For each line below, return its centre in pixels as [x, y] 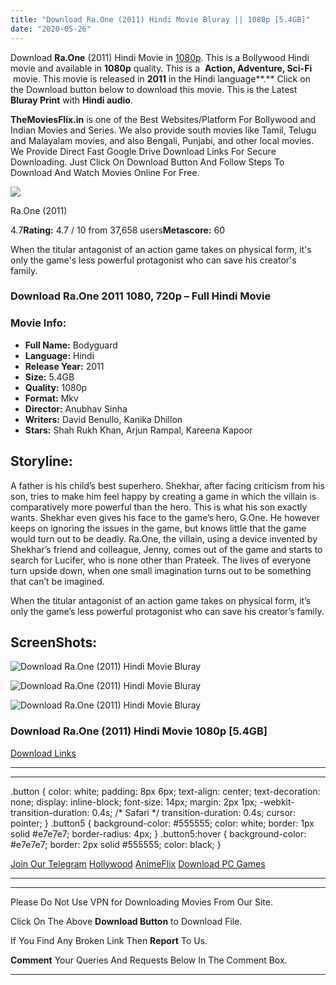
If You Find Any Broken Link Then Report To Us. [109, 940]
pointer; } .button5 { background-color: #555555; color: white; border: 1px [162, 823]
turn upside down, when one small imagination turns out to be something [161, 570]
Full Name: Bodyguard [71, 345]
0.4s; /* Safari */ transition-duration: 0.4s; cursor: [194, 812]
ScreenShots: [54, 642]
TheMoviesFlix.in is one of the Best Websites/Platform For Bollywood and [163, 119]
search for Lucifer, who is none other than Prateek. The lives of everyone [161, 560]
